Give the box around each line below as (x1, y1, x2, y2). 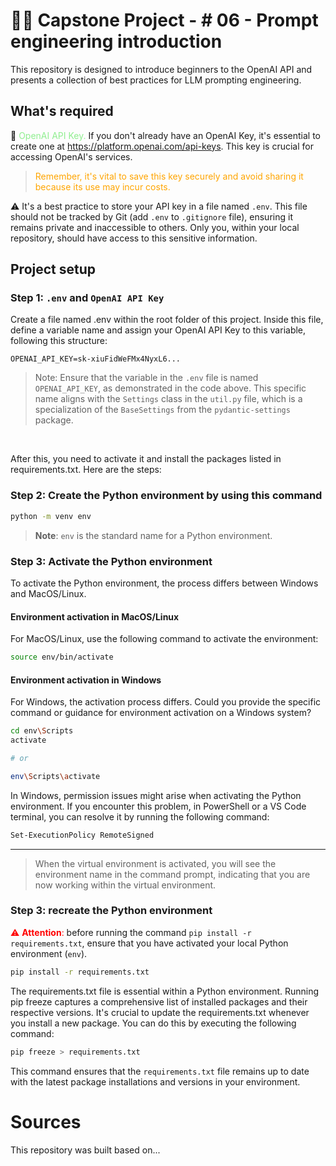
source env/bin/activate (10, 652, 114, 663)
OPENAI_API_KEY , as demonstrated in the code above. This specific (34, 382, 307, 394)
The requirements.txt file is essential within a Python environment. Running (10, 985, 320, 997)
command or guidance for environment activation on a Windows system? (10, 707, 312, 719)
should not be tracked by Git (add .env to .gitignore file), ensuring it (10, 210, 293, 223)
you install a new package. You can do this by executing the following (10, 1017, 297, 1029)
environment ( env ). (10, 947, 88, 959)
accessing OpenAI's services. (10, 150, 133, 163)
